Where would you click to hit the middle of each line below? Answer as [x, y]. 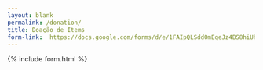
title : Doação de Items [46, 30]
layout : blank [31, 15]
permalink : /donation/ [44, 23]
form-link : [25, 37]
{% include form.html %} [47, 59]
